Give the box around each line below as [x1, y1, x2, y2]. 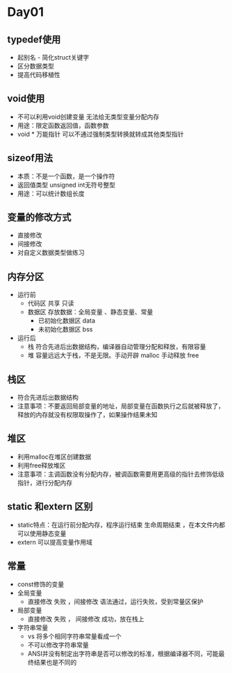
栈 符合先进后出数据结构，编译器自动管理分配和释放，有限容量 [27, 343, 206, 351]
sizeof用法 [7, 152, 53, 164]
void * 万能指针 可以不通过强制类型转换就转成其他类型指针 [17, 130, 184, 138]
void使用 [7, 93, 45, 105]
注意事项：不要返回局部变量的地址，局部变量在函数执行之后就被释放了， [17, 402, 224, 410]
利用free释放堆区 [17, 461, 66, 469]
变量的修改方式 [7, 212, 72, 223]
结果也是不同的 [33, 658, 77, 666]
